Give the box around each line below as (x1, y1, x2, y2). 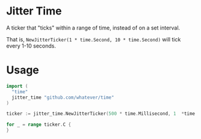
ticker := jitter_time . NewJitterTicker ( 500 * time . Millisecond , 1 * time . (6, 111, 198, 117)
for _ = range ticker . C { (6, 122, 71, 128)
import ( (6, 83, 28, 89)
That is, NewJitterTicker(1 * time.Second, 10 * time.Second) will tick (6, 36, 181, 43)
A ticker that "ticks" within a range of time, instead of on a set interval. (6, 24, 181, 31)
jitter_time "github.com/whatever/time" (11, 94, 114, 100)
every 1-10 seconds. (6, 42, 56, 49)
